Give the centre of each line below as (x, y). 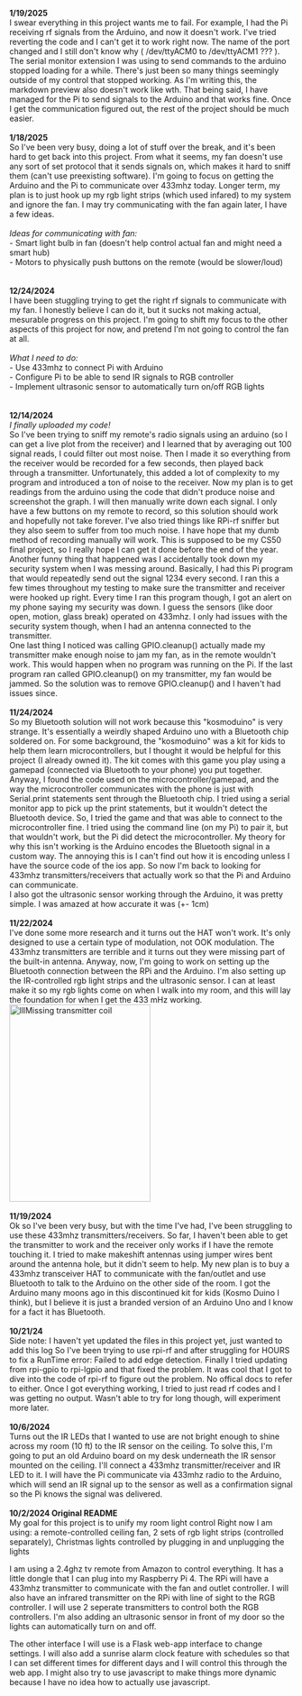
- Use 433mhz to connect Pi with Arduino (87, 367)
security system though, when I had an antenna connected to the (130, 626)
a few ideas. (32, 214)
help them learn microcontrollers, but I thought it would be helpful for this (145, 751)
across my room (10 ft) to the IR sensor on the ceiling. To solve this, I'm (141, 1446)
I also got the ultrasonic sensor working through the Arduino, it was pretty (146, 894)
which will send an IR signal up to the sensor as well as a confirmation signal (151, 1484)
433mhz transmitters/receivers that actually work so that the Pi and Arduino (150, 875)
